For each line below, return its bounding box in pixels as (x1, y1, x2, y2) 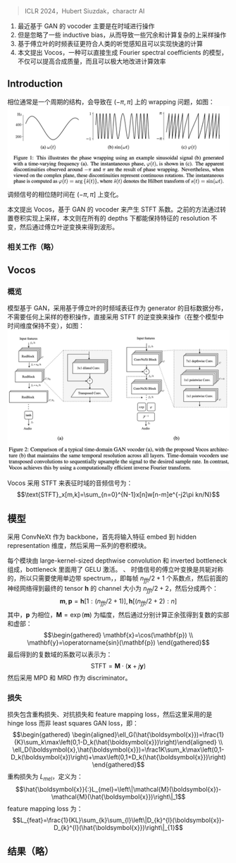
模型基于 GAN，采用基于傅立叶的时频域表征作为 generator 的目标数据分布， (7, 304, 228, 312)
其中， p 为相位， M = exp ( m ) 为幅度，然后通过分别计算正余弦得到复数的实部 (7, 610, 230, 619)
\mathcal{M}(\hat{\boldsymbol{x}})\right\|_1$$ (51, 792, 186, 801)
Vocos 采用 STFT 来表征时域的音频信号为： (7, 479, 133, 487)
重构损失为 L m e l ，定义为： (7, 772, 83, 782)
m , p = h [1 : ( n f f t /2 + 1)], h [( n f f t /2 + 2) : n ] (59, 596, 178, 607)
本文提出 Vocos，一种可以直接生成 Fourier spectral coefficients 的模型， (17, 49, 228, 56)
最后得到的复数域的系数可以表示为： (7, 650, 113, 659)
